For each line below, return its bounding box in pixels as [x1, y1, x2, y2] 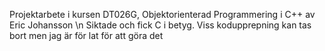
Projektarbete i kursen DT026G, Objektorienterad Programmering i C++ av [9, 9, 316, 20]
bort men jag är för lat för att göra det [9, 30, 164, 41]
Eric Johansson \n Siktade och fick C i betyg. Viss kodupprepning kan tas [9, 19, 312, 31]
